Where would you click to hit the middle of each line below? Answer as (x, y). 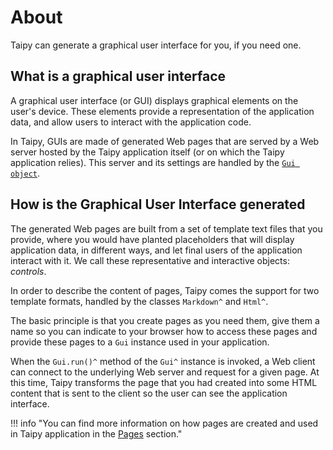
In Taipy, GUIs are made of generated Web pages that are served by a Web (165, 141)
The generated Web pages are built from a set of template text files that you (166, 228)
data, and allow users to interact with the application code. (131, 122)
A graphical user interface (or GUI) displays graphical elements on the (154, 100)
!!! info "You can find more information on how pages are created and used (164, 423)
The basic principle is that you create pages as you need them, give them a (165, 320)
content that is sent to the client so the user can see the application (149, 393)
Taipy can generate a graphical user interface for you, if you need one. (156, 45)
